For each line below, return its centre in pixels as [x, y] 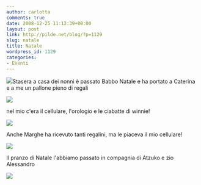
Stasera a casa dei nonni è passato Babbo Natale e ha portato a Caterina [104, 81]
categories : [21, 57]
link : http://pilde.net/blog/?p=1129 [54, 35]
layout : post [23, 29]
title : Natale [24, 46]
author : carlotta [28, 12]
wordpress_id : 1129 [31, 52]
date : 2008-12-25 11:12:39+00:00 [49, 23]
